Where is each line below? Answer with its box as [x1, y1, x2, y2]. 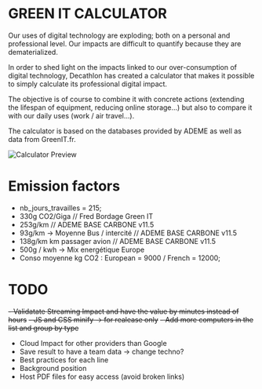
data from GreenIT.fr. [8, 134, 76, 144]
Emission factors [8, 177, 120, 195]
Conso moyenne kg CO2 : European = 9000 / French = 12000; [19, 253, 221, 263]
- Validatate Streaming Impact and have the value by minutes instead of [8, 307, 239, 316]
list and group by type [8, 323, 79, 333]
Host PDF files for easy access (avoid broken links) [19, 372, 185, 381]
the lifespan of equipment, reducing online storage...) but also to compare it [8, 103, 253, 112]
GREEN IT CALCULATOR [8, 5, 167, 23]
